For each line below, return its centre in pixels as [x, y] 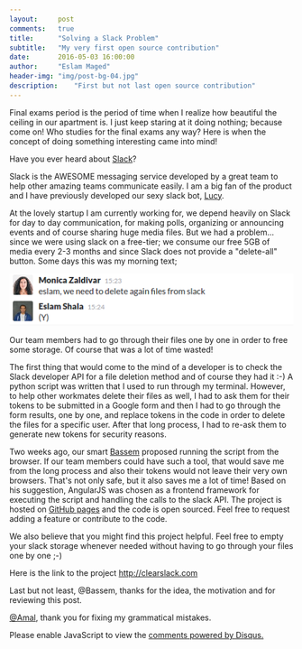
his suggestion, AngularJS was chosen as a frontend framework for [134, 490]
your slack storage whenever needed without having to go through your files [151, 546]
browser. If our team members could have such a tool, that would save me [147, 461]
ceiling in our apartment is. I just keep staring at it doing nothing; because [146, 122]
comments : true [42, 28]
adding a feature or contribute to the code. [88, 519]
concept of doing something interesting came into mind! [114, 141]
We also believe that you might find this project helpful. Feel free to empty [146, 536]
